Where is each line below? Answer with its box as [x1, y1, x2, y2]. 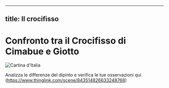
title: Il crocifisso [5, 15, 59, 23]
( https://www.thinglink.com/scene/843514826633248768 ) [5, 77, 127, 83]
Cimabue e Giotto [5, 46, 79, 57]
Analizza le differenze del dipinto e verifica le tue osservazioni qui [5, 72, 142, 78]
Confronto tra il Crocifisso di [5, 35, 126, 46]
